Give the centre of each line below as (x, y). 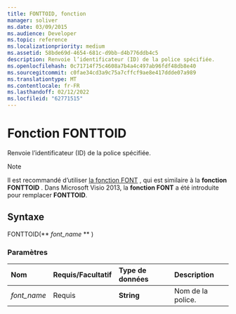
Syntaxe (26, 217)
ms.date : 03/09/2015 (38, 27)
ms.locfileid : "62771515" (45, 99)
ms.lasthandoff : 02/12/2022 (48, 92)
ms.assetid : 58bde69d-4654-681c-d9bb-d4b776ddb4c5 (83, 53)
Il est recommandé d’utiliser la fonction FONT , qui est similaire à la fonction (117, 180)
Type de (132, 270)
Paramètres (27, 252)
